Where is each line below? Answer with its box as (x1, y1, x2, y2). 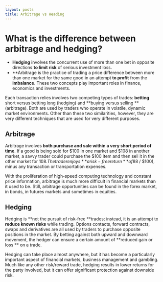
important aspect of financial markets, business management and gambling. (5, 257, 159, 262)
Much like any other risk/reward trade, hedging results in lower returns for (5, 262, 154, 268)
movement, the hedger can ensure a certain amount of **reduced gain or (5, 237, 153, 243)
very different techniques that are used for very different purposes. (5, 116, 140, 121)
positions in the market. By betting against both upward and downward (5, 232, 148, 237)
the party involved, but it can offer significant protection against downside (5, 267, 154, 273)
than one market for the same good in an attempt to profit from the (12, 75, 148, 81)
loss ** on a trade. (5, 242, 42, 248)
